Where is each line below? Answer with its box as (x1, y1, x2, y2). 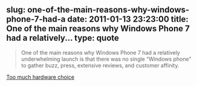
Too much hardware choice (6, 73, 74, 81)
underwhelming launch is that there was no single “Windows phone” (21, 55, 192, 63)
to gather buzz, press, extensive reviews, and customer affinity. (21, 61, 179, 69)
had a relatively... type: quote (6, 33, 119, 43)
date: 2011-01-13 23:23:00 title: (67, 14, 189, 25)
